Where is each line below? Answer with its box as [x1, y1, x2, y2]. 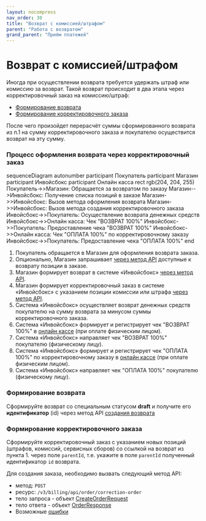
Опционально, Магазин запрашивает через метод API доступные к [15, 256, 192, 263]
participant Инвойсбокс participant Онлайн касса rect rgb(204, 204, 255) [6, 179, 195, 186]
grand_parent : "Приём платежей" [6, 32, 89, 38]
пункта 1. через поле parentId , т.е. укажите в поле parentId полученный [6, 451, 195, 458]
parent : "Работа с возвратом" [6, 26, 84, 33]
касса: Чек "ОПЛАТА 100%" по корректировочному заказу [34, 231, 189, 238]
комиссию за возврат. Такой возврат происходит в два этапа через [6, 85, 185, 93]
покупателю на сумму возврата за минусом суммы [15, 308, 151, 315]
